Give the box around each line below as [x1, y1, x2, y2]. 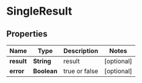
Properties [6, 29, 48, 39]
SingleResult [6, 4, 72, 18]
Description [63, 47, 99, 55]
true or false [63, 67, 99, 75]
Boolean [32, 67, 58, 75]
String [32, 57, 51, 65]
